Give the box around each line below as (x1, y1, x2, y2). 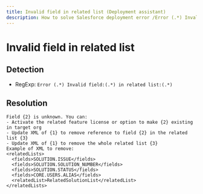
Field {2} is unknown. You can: (6, 114, 88, 120)
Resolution (6, 98, 48, 108)
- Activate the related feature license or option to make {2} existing (6, 119, 193, 126)
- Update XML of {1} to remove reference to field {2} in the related (6, 130, 188, 136)
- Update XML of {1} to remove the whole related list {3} (6, 140, 158, 147)
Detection (6, 65, 44, 75)
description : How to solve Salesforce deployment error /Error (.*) (6, 15, 182, 21)
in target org (6, 124, 42, 131)
